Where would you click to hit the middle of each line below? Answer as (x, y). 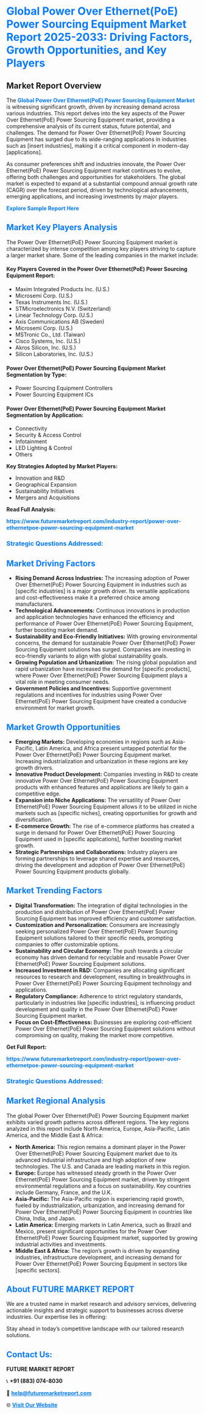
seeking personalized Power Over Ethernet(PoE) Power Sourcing (96, 931)
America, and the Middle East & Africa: (55, 1135)
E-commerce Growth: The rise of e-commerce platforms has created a (105, 826)
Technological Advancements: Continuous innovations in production (102, 611)
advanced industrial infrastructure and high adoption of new (90, 1160)
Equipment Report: (31, 275)
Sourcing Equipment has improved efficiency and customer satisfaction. (105, 918)
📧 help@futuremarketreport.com (49, 1393)
